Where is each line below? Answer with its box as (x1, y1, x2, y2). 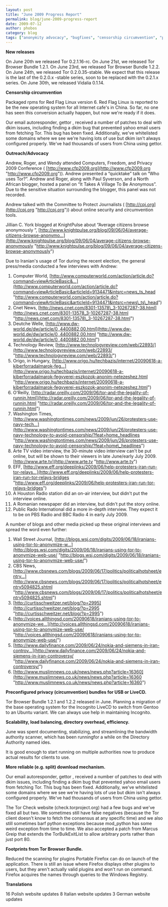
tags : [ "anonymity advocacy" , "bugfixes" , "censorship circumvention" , (5, 35, 158, 40)
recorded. (5, 192, 26, 198)
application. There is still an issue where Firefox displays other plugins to (5, 861, 155, 867)
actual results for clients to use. (5, 754, 70, 760)
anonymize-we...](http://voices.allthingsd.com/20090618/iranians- (12, 621, 150, 627)
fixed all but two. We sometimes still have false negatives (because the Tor (5, 810, 159, 816)
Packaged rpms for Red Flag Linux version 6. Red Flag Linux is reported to (5, 99, 159, 105)
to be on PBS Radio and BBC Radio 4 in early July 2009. (12, 511, 128, 517)
